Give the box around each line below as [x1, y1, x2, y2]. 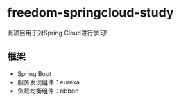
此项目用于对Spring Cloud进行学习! [7, 28, 107, 37]
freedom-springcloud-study [7, 5, 174, 21]
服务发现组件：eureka [17, 77, 80, 86]
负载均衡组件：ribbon [17, 86, 79, 95]
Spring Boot [17, 69, 52, 77]
